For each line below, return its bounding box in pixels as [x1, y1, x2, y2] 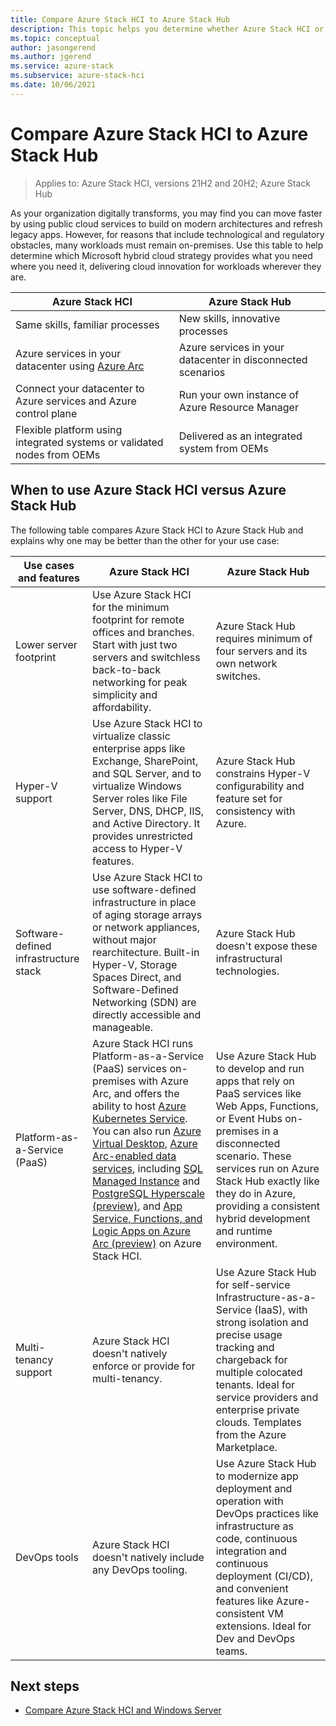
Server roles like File [92, 791, 188, 805]
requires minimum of [215, 631, 313, 645]
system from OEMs [178, 441, 269, 455]
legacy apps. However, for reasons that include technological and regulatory [10, 228, 325, 240]
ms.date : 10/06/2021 [10, 80, 97, 90]
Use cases [23, 558, 75, 572]
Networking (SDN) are [92, 995, 197, 1009]
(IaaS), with [254, 1302, 308, 1316]
